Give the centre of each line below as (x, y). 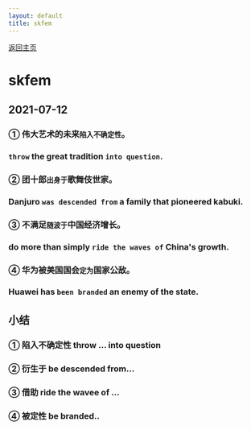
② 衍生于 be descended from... (72, 369)
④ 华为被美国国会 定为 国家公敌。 (72, 270)
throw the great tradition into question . (86, 156)
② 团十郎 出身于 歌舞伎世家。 (63, 180)
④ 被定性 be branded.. (54, 416)
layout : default (35, 16)
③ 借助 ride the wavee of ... (64, 392)
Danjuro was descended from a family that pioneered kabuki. (126, 201)
